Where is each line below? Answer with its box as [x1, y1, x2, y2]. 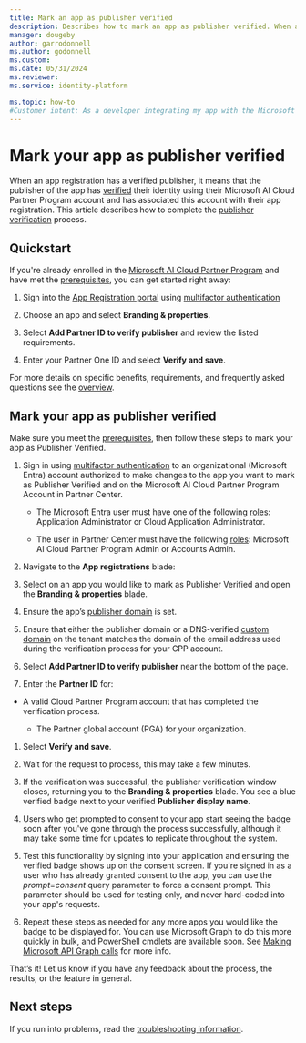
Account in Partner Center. [22, 488, 123, 499]
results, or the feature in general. [9, 972, 133, 984]
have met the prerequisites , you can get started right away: [9, 274, 231, 285]
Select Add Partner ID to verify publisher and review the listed [22, 327, 259, 338]
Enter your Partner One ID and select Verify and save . [22, 354, 226, 365]
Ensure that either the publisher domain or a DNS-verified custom [22, 623, 270, 634]
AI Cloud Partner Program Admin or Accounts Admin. [36, 543, 236, 554]
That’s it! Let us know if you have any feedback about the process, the [9, 963, 273, 974]
